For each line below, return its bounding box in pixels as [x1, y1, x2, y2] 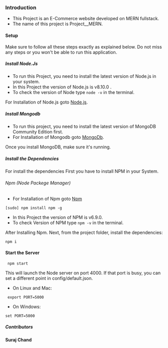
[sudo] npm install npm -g [5, 205, 62, 211]
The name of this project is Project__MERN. [12, 21, 103, 27]
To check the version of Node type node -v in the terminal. [12, 89, 135, 95]
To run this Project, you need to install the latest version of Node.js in [12, 73, 156, 79]
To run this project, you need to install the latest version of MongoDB [12, 123, 156, 130]
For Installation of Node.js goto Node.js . [5, 99, 88, 105]
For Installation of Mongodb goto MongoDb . [12, 134, 104, 140]
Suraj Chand [5, 336, 32, 342]
